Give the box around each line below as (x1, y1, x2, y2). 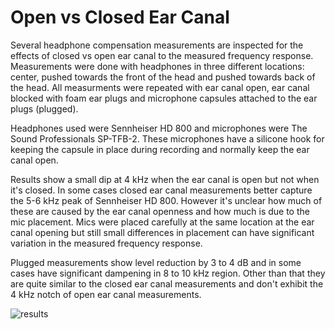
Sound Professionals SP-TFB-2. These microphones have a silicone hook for (10, 132, 325, 145)
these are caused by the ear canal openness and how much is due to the (10, 205, 310, 217)
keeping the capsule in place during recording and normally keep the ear (10, 143, 310, 155)
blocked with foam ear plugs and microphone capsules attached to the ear (10, 92, 318, 104)
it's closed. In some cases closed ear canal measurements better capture (10, 184, 313, 196)
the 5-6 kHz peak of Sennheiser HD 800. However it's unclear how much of (10, 194, 323, 206)
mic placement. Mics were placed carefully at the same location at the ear (10, 216, 315, 228)
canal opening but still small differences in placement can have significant (10, 226, 315, 238)
